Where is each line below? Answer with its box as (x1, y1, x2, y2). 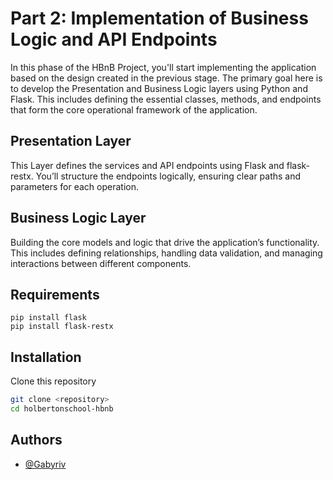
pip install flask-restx (10, 322, 114, 332)
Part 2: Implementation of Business (10, 7, 309, 30)
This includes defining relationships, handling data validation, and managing (10, 247, 323, 259)
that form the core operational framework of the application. (10, 103, 258, 116)
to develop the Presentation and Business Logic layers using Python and (10, 82, 308, 94)
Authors (10, 432, 63, 449)
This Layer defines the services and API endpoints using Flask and (10, 159, 285, 171)
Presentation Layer (10, 133, 132, 150)
